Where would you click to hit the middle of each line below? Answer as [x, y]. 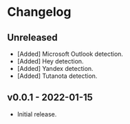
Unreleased [33, 38]
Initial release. [37, 114]
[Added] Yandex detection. [55, 69]
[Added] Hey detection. [50, 61]
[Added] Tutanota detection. [57, 76]
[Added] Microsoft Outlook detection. [70, 54]
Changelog [39, 12]
